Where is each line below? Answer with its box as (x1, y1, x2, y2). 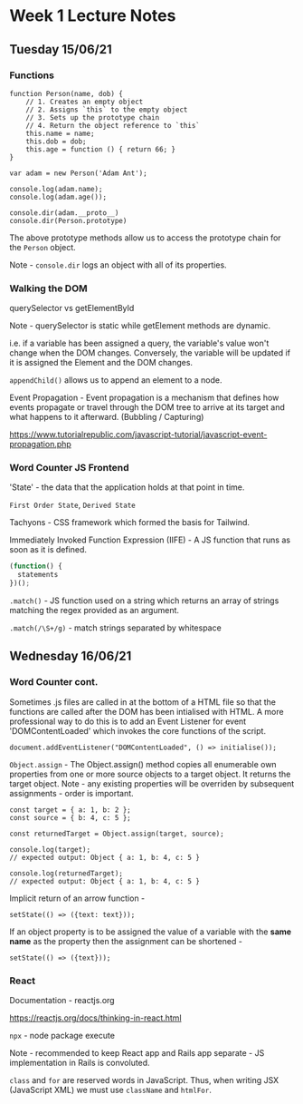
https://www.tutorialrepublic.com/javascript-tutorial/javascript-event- (9, 429, 268, 440)
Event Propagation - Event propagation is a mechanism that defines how (9, 392, 279, 404)
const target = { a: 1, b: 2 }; (9, 805, 131, 815)
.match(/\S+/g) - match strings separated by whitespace (9, 622, 222, 633)
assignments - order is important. (9, 787, 134, 798)
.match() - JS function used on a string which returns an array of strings (9, 595, 279, 606)
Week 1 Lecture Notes (9, 5, 176, 26)
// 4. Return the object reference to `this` (25, 121, 201, 130)
